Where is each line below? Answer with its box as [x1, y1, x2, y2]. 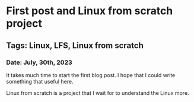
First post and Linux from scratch [6, 4, 173, 18]
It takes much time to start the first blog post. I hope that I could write [6, 71, 176, 78]
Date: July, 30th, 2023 [6, 58, 72, 66]
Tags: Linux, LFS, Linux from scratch [6, 40, 144, 50]
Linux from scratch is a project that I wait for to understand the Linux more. [6, 89, 189, 96]
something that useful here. [6, 78, 74, 85]
